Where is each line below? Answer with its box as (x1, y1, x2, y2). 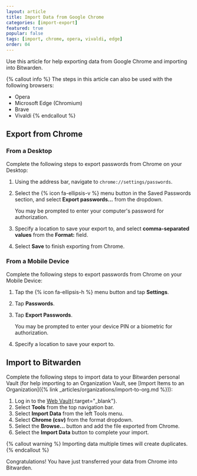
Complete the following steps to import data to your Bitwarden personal (6, 373, 180, 380)
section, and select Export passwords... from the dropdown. (14, 195, 163, 203)
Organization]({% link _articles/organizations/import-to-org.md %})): (6, 386, 173, 393)
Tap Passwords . (14, 299, 55, 307)
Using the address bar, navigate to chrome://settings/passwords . (14, 178, 173, 185)
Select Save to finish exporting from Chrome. (14, 243, 125, 250)
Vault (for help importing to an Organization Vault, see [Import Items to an (6, 379, 185, 387)
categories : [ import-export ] (6, 19, 78, 25)
